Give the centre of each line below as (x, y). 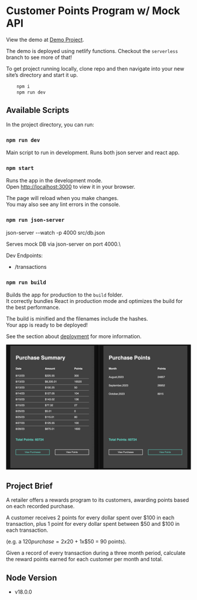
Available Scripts (38, 110)
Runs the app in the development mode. (54, 181)
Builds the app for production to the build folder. (65, 295)
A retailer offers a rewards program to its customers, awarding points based (98, 500)
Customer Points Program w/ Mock (93, 11)
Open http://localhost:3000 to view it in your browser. (71, 187)
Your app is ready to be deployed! (47, 325)
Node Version (32, 578)
